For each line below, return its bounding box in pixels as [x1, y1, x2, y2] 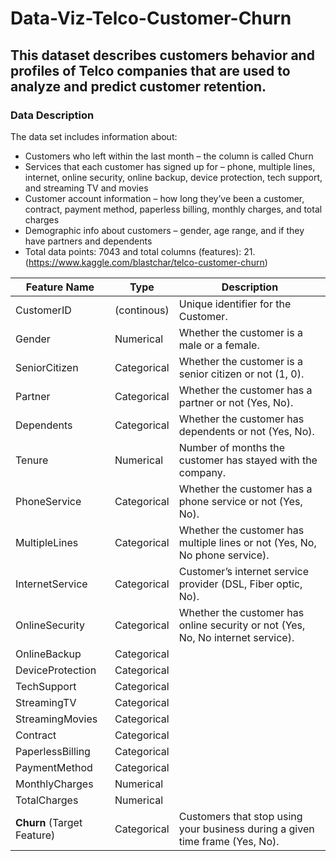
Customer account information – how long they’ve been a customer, [24, 192, 305, 204]
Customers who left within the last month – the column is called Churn [24, 150, 314, 162]
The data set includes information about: [10, 130, 178, 142]
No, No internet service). [178, 630, 295, 644]
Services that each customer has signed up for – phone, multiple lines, [24, 160, 316, 172]
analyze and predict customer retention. [10, 78, 267, 95]
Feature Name [25, 280, 95, 294]
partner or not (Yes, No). [178, 395, 294, 409]
